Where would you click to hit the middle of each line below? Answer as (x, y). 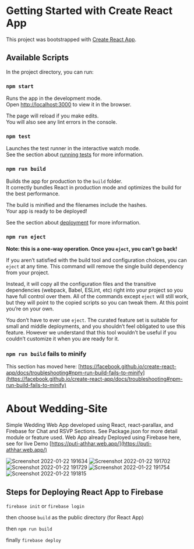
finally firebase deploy (33, 540)
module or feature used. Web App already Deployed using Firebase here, (94, 437)
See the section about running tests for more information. (75, 155)
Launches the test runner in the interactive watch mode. (73, 149)
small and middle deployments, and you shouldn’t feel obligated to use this (96, 326)
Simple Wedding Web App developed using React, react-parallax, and (90, 425)
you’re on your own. (30, 309)
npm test (18, 136)
